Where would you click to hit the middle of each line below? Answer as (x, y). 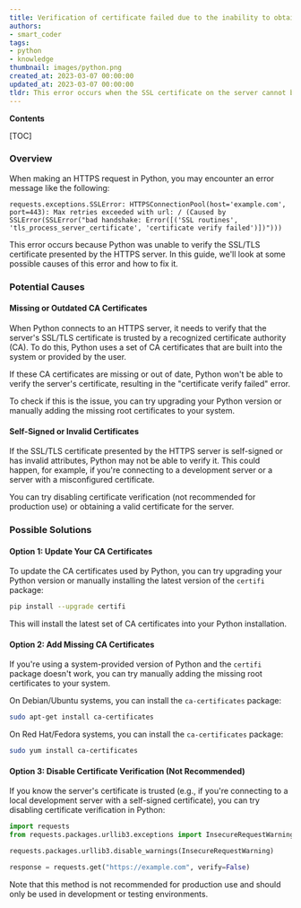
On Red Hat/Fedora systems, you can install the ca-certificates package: (146, 734)
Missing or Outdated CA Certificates (78, 308)
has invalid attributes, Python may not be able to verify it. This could (135, 461)
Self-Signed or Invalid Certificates (74, 431)
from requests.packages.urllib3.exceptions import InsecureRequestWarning (152, 835)
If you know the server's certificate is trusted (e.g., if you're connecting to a (149, 791)
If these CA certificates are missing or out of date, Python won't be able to (146, 374)
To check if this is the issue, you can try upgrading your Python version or (146, 401)
